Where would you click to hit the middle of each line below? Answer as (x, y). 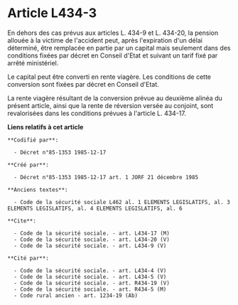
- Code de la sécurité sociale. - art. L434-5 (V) (90, 277)
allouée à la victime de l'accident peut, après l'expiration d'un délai (105, 40)
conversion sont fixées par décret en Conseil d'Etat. (83, 84)
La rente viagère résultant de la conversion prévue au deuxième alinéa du (115, 98)
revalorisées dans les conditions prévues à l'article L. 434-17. (97, 113)
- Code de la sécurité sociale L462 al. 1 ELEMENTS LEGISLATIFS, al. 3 (122, 202)
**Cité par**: (28, 258)
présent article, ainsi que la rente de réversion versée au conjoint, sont (110, 105)
